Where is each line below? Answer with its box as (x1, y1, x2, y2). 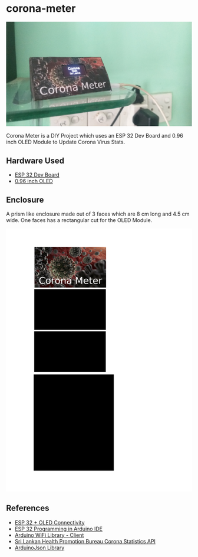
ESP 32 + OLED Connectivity (14, 519, 85, 526)
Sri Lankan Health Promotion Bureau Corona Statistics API (14, 538, 156, 545)
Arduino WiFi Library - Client (14, 531, 84, 539)
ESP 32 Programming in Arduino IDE (14, 525, 103, 532)
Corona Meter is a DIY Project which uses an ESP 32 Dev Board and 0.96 (6, 132, 184, 139)
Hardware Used (6, 155, 65, 165)
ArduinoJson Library (14, 544, 65, 551)
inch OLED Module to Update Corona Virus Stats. (6, 138, 126, 146)
